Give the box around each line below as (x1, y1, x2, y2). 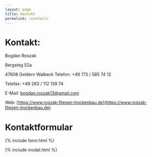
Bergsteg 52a (5, 62, 32, 68)
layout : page (5, 7, 31, 12)
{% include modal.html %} (5, 147, 58, 153)
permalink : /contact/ (5, 16, 49, 21)
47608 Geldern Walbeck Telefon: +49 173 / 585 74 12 (5, 71, 111, 77)
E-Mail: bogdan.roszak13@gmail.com (5, 90, 79, 96)
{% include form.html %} (5, 138, 55, 143)
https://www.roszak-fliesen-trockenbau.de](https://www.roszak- (17, 100, 147, 105)
